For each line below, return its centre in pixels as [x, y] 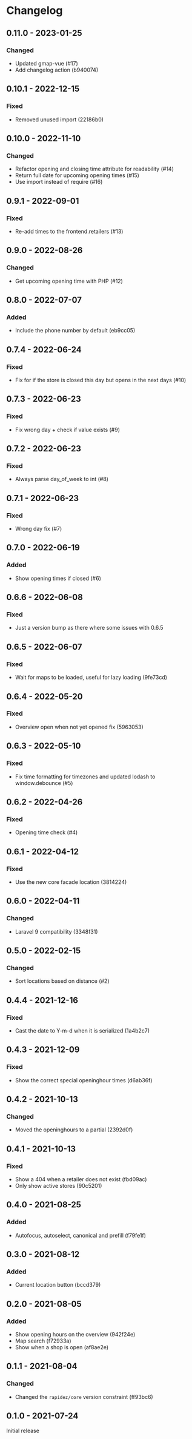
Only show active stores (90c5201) [58, 1186]
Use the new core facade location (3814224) [71, 882]
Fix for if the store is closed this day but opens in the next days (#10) [101, 380]
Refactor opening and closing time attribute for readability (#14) [94, 169]
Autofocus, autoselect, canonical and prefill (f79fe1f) [81, 1235]
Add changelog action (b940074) [57, 70]
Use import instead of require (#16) [59, 182]
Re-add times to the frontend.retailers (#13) [69, 231]
